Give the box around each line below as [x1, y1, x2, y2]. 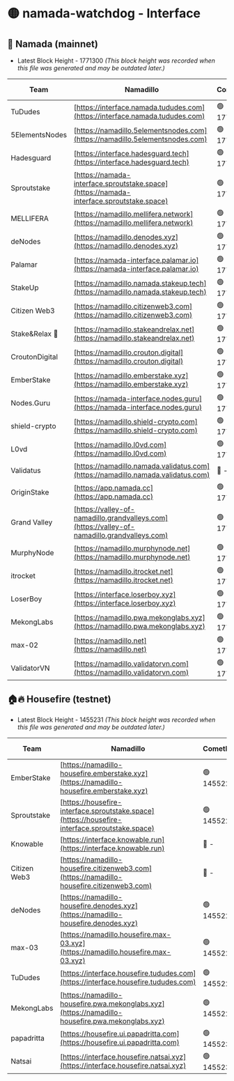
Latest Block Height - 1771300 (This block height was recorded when [17, 56, 216, 65]
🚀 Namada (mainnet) [7, 38, 99, 49]
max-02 [10, 640, 38, 650]
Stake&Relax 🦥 [10, 329, 58, 339]
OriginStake [10, 487, 49, 497]
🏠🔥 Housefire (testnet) [7, 694, 111, 706]
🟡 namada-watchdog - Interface [7, 6, 201, 22]
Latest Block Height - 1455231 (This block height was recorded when [17, 715, 216, 724]
